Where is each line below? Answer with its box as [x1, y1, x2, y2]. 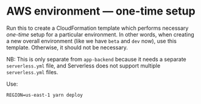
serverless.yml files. [6, 68, 58, 75]
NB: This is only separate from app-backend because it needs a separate [6, 55, 187, 63]
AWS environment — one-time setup [6, 4, 196, 18]
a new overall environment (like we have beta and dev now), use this [6, 37, 177, 44]
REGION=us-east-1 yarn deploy [6, 92, 83, 98]
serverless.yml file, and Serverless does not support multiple [6, 62, 161, 69]
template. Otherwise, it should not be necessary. [6, 44, 128, 51]
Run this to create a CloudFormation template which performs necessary [6, 24, 189, 32]
